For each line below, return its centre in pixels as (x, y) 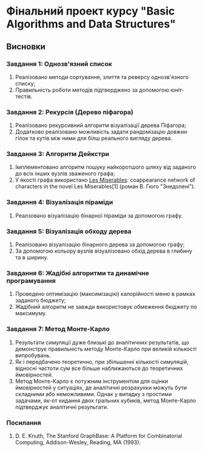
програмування (31, 281)
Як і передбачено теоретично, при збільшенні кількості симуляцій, (101, 361)
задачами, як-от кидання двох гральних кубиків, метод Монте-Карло (105, 400)
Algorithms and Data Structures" (91, 24)
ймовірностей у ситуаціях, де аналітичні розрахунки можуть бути (101, 388)
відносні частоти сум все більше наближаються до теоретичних (99, 368)
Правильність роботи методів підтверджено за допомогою (92, 90)
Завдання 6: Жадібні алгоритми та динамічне (78, 273)
